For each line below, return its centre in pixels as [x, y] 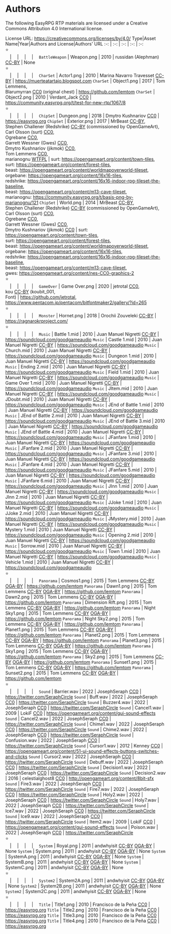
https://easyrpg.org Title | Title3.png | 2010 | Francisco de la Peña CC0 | [82, 915]
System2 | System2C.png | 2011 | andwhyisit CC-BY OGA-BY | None [76, 891]
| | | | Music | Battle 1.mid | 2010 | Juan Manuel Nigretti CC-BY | [84, 334]
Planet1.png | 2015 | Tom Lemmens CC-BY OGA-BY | [61, 629]
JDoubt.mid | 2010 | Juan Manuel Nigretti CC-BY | [58, 399]
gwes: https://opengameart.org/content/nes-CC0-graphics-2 [70, 273]
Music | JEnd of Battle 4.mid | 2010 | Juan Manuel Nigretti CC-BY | [75, 432]
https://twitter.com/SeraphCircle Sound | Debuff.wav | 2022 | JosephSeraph [84, 762]
